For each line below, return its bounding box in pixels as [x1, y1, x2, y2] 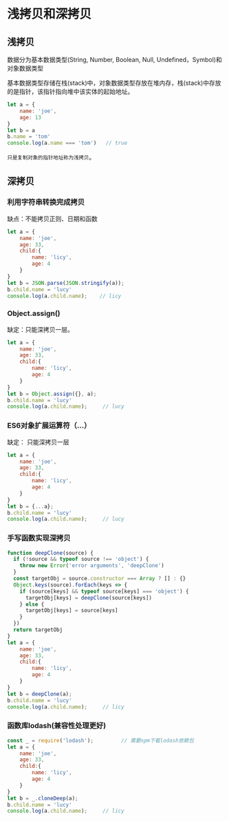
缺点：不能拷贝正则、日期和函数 [7, 215, 98, 223]
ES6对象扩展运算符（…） [7, 421, 91, 431]
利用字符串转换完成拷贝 [7, 197, 85, 207]
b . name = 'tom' [7, 133, 51, 140]
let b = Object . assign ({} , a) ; [7, 390, 97, 397]
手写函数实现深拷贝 [7, 533, 71, 543]
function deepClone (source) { [7, 549, 94, 556]
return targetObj [13, 626, 63, 633]
